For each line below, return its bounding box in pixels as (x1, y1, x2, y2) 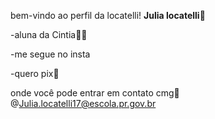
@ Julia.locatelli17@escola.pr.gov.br (10, 98, 157, 109)
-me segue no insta (10, 48, 91, 60)
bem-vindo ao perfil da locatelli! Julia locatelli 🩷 (10, 10, 206, 21)
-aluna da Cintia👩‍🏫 (10, 29, 88, 40)
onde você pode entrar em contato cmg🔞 (10, 87, 180, 99)
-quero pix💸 (10, 68, 60, 79)
